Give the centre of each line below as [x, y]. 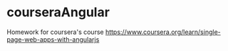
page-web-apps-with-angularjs [53, 39]
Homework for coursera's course [55, 32]
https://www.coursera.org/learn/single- [163, 32]
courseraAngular [58, 12]
